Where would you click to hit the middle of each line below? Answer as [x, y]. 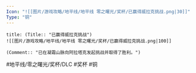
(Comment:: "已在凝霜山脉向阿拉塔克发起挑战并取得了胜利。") [73, 52]
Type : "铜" [19, 17]
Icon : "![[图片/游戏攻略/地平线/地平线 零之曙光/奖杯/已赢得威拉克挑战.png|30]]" [98, 12]
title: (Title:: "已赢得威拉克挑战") [49, 34]
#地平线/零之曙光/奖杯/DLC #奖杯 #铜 [52, 64]
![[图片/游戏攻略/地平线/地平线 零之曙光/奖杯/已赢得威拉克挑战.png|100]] [89, 41]
